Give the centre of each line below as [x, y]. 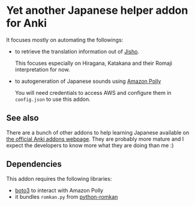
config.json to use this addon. [53, 99]
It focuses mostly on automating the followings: [65, 40]
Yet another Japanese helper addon [97, 11]
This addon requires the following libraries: [59, 178]
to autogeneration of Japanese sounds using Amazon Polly [88, 81]
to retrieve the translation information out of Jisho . [77, 51]
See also [22, 118]
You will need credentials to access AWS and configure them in [93, 92]
